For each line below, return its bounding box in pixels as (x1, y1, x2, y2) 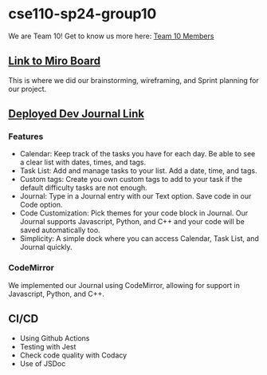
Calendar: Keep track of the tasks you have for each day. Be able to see (19, 149, 256, 159)
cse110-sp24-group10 (8, 5, 157, 23)
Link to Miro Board (8, 54, 101, 68)
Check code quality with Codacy (19, 350, 128, 360)
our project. (8, 84, 47, 93)
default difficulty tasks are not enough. (19, 183, 147, 192)
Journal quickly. (19, 243, 73, 252)
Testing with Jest (19, 341, 77, 351)
